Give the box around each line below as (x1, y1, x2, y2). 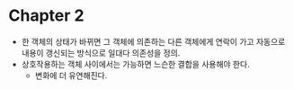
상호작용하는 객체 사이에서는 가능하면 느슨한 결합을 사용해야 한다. (21, 58, 250, 69)
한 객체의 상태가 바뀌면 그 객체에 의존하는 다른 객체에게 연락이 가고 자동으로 (21, 36, 286, 47)
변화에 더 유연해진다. (34, 69, 108, 81)
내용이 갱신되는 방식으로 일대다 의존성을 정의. (21, 47, 181, 58)
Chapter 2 (8, 5, 85, 26)
